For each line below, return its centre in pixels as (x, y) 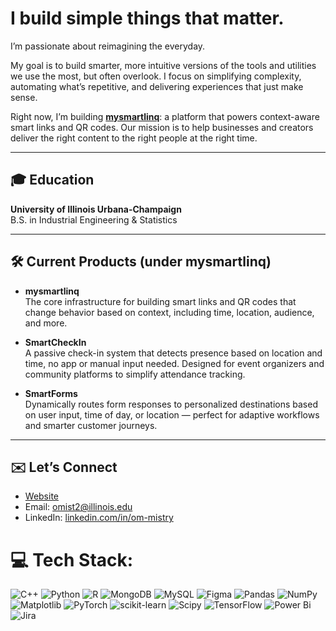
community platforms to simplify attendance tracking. (135, 374)
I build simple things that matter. (147, 18)
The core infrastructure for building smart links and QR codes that (160, 301)
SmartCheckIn (55, 342)
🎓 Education (52, 180)
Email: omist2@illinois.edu (78, 507)
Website (42, 496)
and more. (46, 323)
